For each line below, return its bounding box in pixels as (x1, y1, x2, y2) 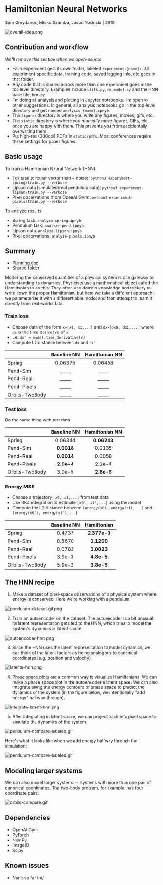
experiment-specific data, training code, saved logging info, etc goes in (12, 71, 156, 77)
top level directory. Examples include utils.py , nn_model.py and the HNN (12, 87, 158, 92)
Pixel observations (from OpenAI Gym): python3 (12, 194, 108, 200)
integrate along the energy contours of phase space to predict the (12, 685, 145, 690)
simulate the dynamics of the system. (12, 719, 88, 725)
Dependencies (5, 814, 50, 822)
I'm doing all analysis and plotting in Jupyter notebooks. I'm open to (12, 97, 148, 103)
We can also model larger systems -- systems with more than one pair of (5, 779, 151, 785)
